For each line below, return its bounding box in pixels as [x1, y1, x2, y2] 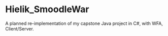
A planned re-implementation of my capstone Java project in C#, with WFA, [5, 20, 163, 26]
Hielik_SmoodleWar [5, 4, 89, 15]
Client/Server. [5, 25, 34, 31]
